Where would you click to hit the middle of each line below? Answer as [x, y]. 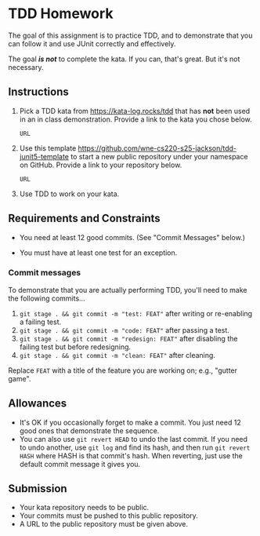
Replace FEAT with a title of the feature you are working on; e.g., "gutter [123, 370]
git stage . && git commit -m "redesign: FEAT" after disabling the [128, 338]
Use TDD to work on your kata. [69, 194]
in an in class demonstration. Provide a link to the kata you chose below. [135, 119]
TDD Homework [61, 14]
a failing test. [40, 322]
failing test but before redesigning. [75, 347]
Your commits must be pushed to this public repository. [108, 516]
